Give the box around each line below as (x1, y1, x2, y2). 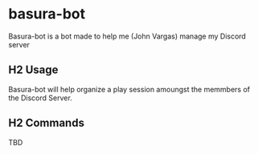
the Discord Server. (8, 93, 72, 103)
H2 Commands (8, 116, 84, 130)
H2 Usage (8, 63, 59, 77)
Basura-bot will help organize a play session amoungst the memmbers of (8, 84, 251, 94)
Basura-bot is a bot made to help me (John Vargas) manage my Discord (8, 31, 247, 41)
